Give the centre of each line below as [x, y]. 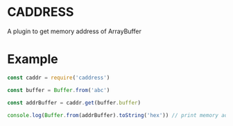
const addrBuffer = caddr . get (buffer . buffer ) [74, 102]
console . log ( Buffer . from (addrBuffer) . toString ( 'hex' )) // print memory [113, 115]
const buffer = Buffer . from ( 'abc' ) [59, 90]
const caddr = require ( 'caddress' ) [59, 78]
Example [33, 59]
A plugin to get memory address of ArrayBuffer [75, 31]
